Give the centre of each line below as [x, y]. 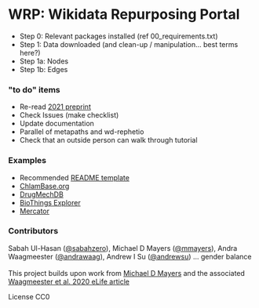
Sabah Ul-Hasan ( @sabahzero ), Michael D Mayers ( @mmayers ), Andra [123, 248]
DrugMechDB [42, 194]
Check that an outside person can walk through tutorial [108, 140]
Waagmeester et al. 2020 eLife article [69, 281]
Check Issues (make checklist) [69, 115]
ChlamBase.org [44, 186]
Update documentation [57, 124]
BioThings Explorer [50, 202]
